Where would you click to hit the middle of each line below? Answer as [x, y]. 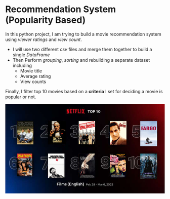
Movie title [31, 71]
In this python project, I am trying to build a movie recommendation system [83, 34]
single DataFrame [31, 55]
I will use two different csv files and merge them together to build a [82, 49]
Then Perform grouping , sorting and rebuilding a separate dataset [81, 60]
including [22, 65]
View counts [33, 82]
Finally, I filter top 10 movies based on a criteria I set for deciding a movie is [84, 91]
